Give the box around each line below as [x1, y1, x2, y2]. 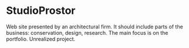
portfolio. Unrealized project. [6, 35, 76, 42]
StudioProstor [6, 4, 76, 17]
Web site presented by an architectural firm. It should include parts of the [6, 23, 183, 30]
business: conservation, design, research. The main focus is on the [6, 29, 168, 36]
